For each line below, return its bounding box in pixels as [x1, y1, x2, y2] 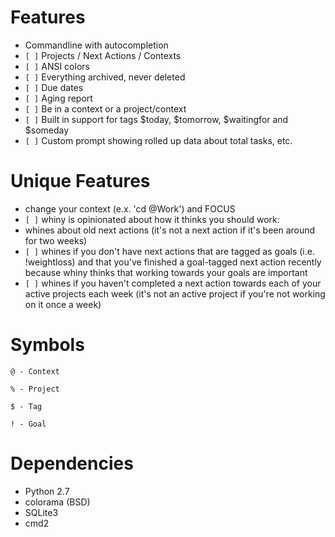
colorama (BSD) [24, 496, 91, 508]
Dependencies [10, 452, 134, 475]
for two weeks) [24, 234, 88, 246]
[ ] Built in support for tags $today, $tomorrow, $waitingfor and [24, 113, 289, 125]
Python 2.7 [24, 485, 70, 497]
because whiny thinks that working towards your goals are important [24, 266, 308, 278]
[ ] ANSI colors [24, 60, 90, 72]
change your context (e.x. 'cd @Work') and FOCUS [24, 202, 236, 215]
